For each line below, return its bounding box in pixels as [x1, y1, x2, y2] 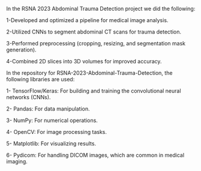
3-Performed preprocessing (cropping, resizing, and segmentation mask [6, 40, 186, 47]
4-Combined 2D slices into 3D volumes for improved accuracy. [6, 58, 162, 65]
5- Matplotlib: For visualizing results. [6, 140, 97, 147]
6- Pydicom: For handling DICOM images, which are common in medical [6, 152, 185, 158]
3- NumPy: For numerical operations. [6, 117, 98, 124]
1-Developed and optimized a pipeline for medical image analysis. [6, 17, 169, 23]
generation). [6, 46, 37, 53]
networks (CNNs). [6, 94, 51, 100]
